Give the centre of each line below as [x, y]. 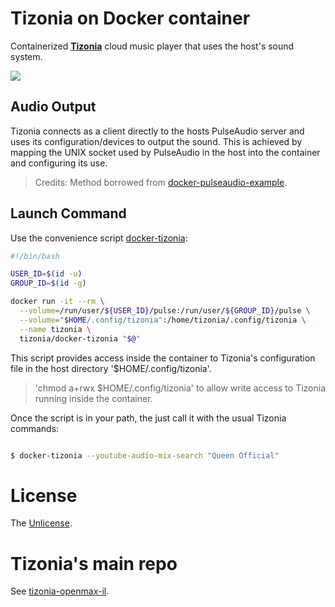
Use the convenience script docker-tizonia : [99, 238]
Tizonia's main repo [94, 563]
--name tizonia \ [55, 329]
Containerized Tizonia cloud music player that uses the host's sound [152, 46]
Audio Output [53, 107]
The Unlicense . [41, 523]
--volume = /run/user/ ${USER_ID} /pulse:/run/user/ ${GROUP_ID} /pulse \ [165, 311]
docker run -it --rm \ [57, 302]
